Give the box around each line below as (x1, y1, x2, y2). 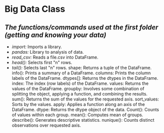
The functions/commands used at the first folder (4, 23, 159, 32)
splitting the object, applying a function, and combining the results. (11, 91, 148, 97)
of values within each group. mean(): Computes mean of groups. (11, 112, 143, 118)
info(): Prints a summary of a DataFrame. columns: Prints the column (11, 70, 151, 76)
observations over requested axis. (11, 122, 81, 128)
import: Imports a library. (11, 44, 62, 50)
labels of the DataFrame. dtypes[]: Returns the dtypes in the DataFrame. (11, 75, 159, 81)
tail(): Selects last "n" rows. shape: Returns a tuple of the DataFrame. (11, 65, 152, 70)
